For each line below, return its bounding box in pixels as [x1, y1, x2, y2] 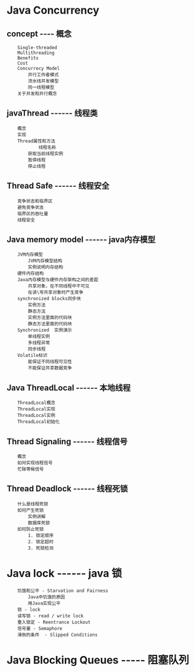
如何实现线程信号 [17, 460, 53, 466]
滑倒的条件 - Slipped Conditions [17, 632, 98, 638]
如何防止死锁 [17, 526, 44, 532]
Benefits [17, 55, 39, 61]
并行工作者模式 [28, 72, 59, 78]
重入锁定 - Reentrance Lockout [17, 619, 91, 625]
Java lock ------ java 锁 [6, 567, 122, 580]
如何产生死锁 [17, 507, 44, 513]
